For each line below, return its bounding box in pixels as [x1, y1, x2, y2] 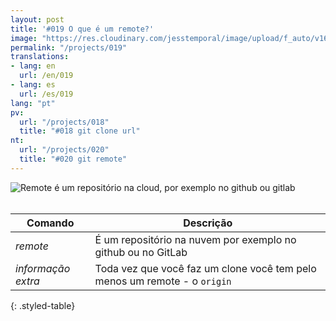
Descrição [183, 216, 233, 230]
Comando [26, 216, 75, 230]
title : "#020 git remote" [19, 154, 128, 164]
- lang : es [10, 80, 56, 90]
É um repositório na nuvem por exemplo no [94, 232, 297, 246]
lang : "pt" [10, 98, 56, 108]
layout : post [10, 14, 65, 25]
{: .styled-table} [10, 299, 76, 311]
